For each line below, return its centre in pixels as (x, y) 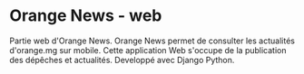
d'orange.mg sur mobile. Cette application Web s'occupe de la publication (148, 50)
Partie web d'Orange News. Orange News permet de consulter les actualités (152, 41)
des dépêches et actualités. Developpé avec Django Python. (122, 60)
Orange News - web (86, 16)
